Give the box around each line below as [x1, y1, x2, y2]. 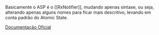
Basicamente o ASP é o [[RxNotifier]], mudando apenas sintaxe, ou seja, [5, 4, 154, 10]
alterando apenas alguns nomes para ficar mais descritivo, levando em [5, 9, 151, 15]
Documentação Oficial [5, 24, 51, 30]
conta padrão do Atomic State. [5, 15, 68, 20]
